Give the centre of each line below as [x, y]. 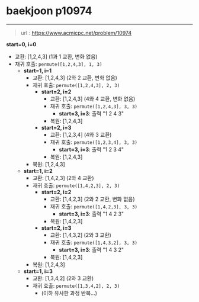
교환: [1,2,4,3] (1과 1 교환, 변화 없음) [56, 56]
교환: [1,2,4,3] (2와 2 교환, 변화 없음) [75, 78]
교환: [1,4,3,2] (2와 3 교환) [81, 234]
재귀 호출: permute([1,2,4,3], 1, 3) [58, 64]
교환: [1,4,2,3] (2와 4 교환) [63, 178]
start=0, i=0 [21, 44]
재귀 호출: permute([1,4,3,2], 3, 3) [94, 242]
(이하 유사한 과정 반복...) [69, 293]
